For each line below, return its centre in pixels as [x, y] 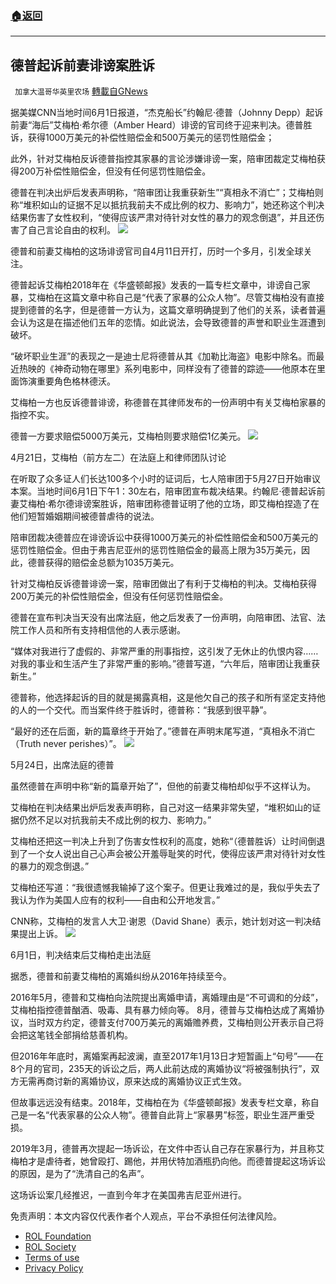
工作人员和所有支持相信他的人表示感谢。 [102, 630]
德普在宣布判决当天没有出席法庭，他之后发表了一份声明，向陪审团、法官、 [163, 618]
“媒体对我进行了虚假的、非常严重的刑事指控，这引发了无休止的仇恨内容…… [164, 651]
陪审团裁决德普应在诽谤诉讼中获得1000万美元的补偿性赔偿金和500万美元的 [164, 538]
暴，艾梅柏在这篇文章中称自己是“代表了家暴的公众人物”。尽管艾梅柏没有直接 [167, 298]
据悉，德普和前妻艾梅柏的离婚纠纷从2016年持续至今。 [121, 976]
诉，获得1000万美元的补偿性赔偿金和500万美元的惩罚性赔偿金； [142, 138]
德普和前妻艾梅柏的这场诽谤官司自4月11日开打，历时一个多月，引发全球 [157, 251]
